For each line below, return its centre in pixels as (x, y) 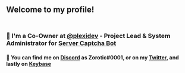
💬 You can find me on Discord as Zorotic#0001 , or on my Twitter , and (93, 57)
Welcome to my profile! (50, 10)
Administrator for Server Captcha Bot (61, 43)
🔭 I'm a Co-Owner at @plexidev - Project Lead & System (88, 36)
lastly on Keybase (29, 64)
